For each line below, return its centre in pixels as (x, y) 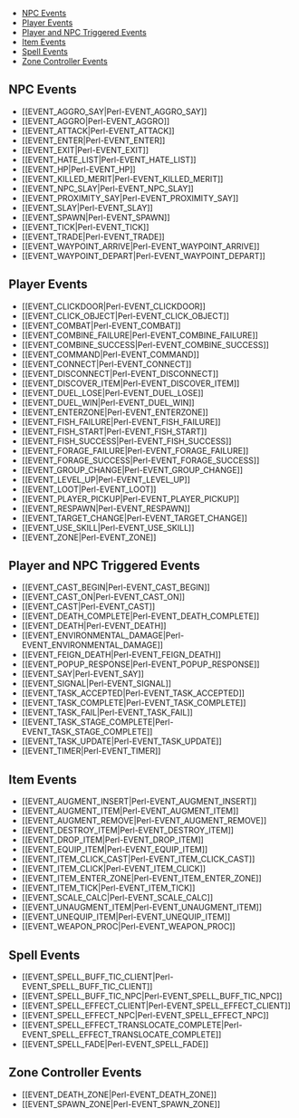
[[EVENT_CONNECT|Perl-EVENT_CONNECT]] (106, 364)
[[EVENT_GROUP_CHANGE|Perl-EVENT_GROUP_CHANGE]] (132, 469)
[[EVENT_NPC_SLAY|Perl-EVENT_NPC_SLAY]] (107, 188)
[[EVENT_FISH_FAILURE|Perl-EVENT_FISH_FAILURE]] (121, 421)
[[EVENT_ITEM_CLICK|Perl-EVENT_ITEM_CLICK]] (113, 869)
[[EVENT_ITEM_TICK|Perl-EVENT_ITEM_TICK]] (108, 888)
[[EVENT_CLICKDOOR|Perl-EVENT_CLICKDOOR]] (113, 306)
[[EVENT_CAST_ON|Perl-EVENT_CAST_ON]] (103, 597)
